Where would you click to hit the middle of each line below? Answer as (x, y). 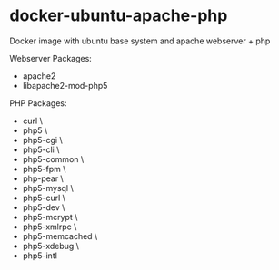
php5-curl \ (44, 198)
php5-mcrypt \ (50, 217)
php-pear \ (43, 178)
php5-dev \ (44, 207)
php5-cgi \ (42, 140)
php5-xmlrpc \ (50, 227)
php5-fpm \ (44, 169)
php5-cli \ (41, 149)
